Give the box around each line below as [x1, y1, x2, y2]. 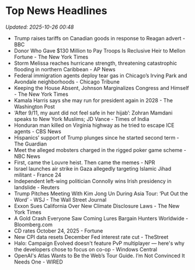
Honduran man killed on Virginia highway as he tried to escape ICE [13, 122, 175, 129]
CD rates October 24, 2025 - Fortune [13, 227, 103, 234]
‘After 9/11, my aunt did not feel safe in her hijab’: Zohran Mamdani [13, 109, 173, 116]
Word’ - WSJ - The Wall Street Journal [13, 196, 107, 203]
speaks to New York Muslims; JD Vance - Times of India [13, 115, 149, 122]
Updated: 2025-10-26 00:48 [5, 23, 74, 30]
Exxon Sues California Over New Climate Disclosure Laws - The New [13, 202, 180, 209]
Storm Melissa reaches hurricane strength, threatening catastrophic [13, 60, 177, 67]
